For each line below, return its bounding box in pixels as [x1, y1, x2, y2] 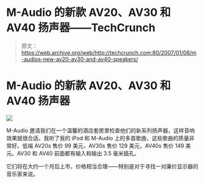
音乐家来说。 [6, 170, 38, 178]
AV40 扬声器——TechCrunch [6, 21, 156, 35]
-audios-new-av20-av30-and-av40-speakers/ [21, 56, 138, 63]
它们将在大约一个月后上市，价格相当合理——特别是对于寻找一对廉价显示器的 [6, 162, 199, 170]
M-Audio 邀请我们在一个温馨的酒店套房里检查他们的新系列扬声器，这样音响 [6, 126, 195, 134]
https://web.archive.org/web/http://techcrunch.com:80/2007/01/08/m [21, 49, 197, 56]
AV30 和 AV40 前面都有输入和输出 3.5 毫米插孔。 [16, 149, 140, 157]
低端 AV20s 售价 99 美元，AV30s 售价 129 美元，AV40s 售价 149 [22, 142, 185, 149]
